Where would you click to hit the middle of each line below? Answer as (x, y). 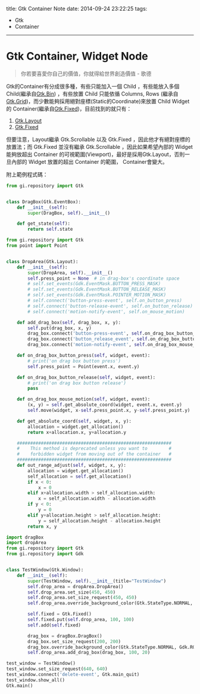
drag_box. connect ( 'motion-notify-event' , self (86, 345)
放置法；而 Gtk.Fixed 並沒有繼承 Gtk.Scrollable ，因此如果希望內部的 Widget (100, 146)
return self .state (50, 230)
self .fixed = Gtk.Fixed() (60, 614)
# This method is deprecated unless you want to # (94, 449)
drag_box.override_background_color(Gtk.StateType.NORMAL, (102, 647)
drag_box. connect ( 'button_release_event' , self (87, 339)
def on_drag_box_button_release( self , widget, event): (86, 377)
